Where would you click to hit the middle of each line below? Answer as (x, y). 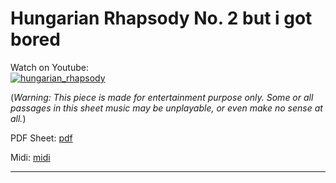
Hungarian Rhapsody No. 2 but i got (161, 18)
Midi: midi (30, 157)
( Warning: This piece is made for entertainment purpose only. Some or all (162, 97)
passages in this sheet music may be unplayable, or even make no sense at (166, 108)
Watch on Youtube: (49, 67)
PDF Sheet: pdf (41, 138)
